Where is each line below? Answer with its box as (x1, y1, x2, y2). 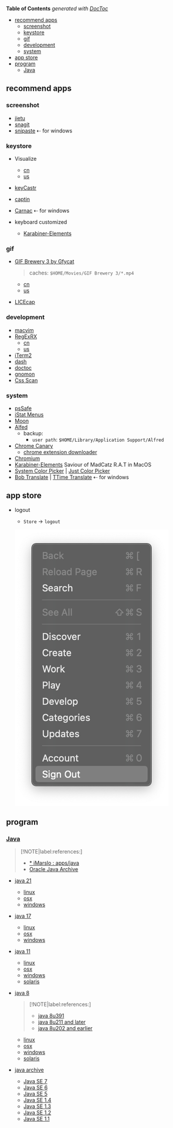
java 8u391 (38, 1013, 65, 1020)
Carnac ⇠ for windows (14, 207, 70, 214)
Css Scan (14, 376, 38, 383)
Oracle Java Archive (29, 866, 79, 873)
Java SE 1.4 (23, 1097, 52, 1104)
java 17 (14, 912, 32, 919)
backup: (23, 429, 43, 436)
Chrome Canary (14, 442, 53, 449)
